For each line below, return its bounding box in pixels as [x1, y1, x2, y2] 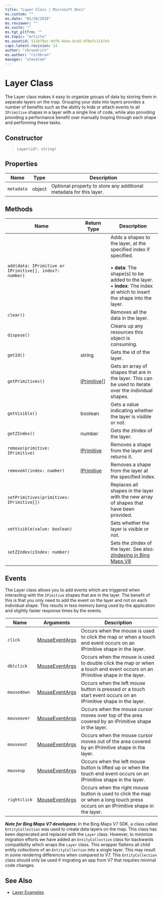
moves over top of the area [81, 712, 143, 719]
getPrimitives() [7, 378, 45, 384]
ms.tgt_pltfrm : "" [5, 30, 42, 35]
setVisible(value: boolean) [7, 526, 72, 531]
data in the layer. [111, 315, 149, 321]
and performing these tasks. [5, 120, 62, 125]
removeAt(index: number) [7, 468, 65, 473]
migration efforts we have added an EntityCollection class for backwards [5, 837, 154, 843]
